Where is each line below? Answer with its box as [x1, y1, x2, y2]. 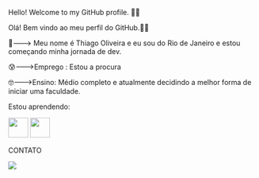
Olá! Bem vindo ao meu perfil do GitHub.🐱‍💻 [8, 23, 149, 32]
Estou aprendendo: [8, 102, 70, 111]
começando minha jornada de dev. [8, 47, 122, 56]
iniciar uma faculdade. [8, 87, 81, 95]
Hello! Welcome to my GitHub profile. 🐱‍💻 [8, 8, 140, 17]
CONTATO [8, 145, 42, 155]
